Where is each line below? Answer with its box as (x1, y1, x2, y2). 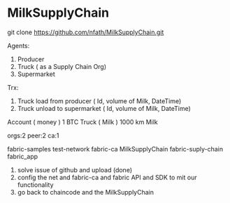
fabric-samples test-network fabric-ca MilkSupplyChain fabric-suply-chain (7, 144, 224, 153)
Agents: (7, 41, 30, 50)
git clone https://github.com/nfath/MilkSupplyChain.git (7, 28, 164, 36)
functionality (17, 180, 54, 189)
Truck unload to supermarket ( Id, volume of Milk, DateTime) (17, 104, 191, 112)
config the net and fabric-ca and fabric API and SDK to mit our (17, 173, 197, 181)
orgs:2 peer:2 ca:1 (7, 131, 59, 140)
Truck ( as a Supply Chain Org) (17, 62, 107, 70)
